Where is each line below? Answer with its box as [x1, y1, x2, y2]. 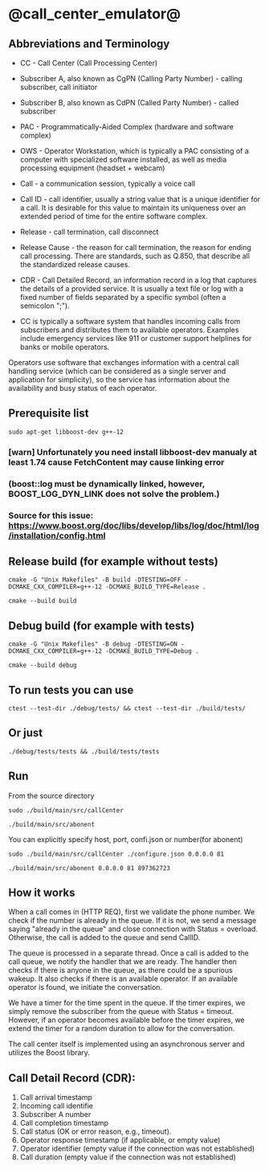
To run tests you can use [8, 683, 134, 696]
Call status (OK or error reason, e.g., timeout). [19, 1127, 172, 1136]
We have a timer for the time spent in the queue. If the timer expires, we [8, 998, 246, 1008]
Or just [8, 726, 43, 740]
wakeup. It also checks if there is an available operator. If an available [8, 974, 238, 983]
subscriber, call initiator [19, 82, 98, 92]
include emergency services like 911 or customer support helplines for [19, 334, 252, 343]
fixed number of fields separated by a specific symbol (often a [19, 293, 226, 302]
